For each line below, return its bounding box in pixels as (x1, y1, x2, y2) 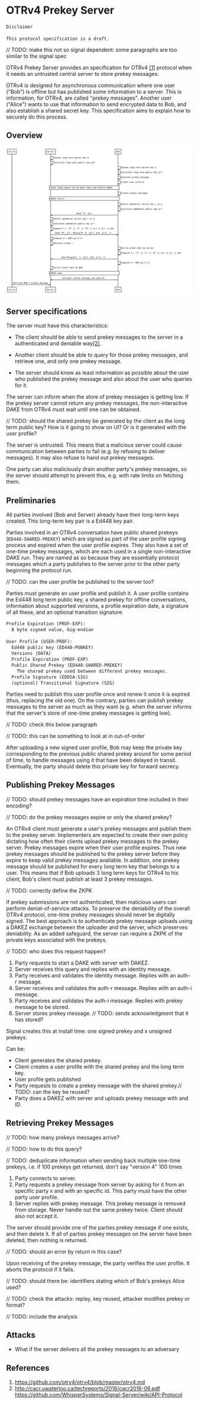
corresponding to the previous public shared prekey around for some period (6, 750, 191, 757)
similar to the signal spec (6, 52, 67, 59)
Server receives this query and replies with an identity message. (14, 965, 171, 973)
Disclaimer (6, 24, 33, 30)
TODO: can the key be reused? (14, 1088, 90, 1095)
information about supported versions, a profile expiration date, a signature (6, 603, 189, 610)
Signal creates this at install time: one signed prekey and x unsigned (6, 1027, 172, 1034)
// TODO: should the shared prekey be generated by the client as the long (6, 418, 185, 425)
